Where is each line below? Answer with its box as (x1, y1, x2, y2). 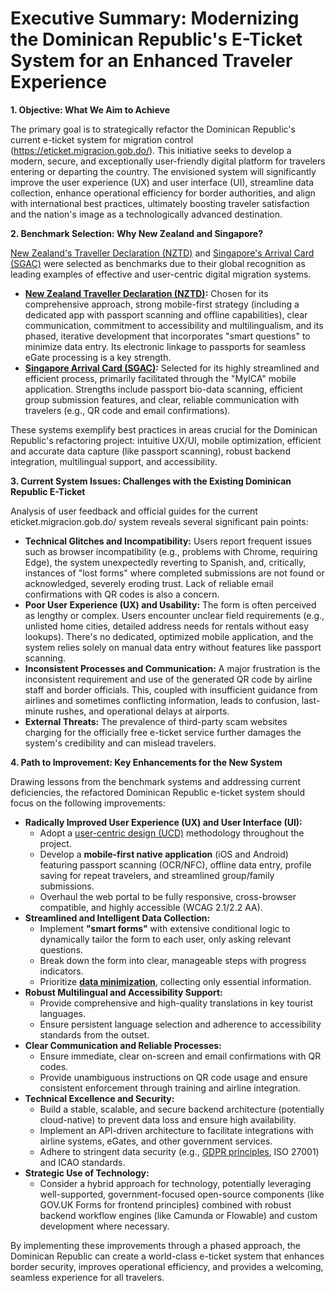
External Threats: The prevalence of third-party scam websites (24, 715, 288, 727)
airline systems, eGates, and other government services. (39, 1135, 273, 1147)
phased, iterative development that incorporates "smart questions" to (24, 330, 311, 342)
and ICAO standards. (39, 1156, 126, 1168)
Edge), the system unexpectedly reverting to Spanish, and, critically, (24, 556, 307, 568)
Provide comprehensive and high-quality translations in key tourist (39, 997, 314, 1009)
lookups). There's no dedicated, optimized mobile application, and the (24, 630, 314, 642)
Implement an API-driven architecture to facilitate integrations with (39, 1124, 314, 1136)
